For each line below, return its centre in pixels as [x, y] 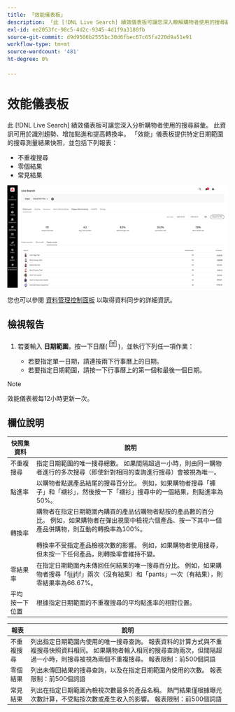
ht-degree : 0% [28, 60]
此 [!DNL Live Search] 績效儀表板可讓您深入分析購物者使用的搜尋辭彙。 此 [114, 125]
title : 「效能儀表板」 [37, 15]
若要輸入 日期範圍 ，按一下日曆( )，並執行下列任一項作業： [106, 346]
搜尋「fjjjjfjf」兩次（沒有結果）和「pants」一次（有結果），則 [136, 574]
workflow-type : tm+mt [39, 44]
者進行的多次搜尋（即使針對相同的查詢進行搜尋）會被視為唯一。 [128, 472]
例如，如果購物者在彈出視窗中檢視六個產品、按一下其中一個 [136, 520]
